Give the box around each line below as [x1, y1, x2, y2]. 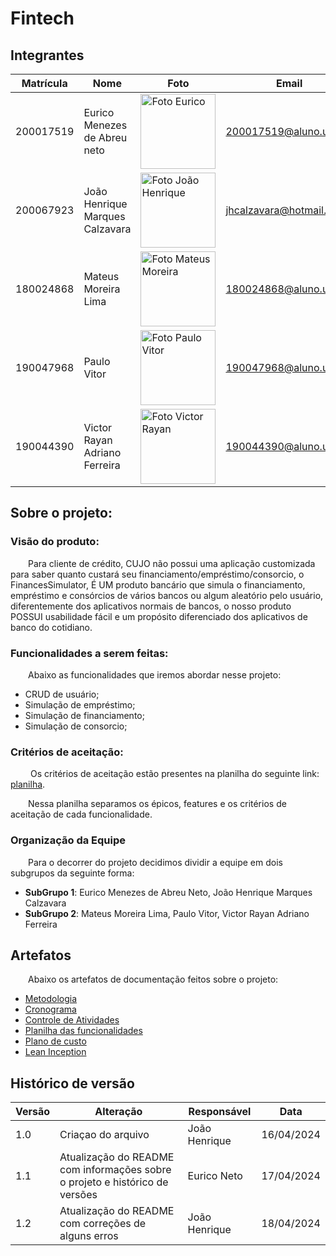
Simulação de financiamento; [24, 709, 145, 721]
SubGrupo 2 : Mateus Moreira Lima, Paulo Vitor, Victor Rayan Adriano [24, 907, 310, 919]
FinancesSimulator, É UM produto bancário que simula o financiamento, [10, 578, 306, 591]
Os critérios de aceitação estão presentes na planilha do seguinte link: [29, 768, 320, 780]
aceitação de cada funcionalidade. [10, 808, 153, 821]
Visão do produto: [10, 535, 100, 549]
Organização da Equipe [10, 833, 126, 847]
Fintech [10, 7, 75, 30]
